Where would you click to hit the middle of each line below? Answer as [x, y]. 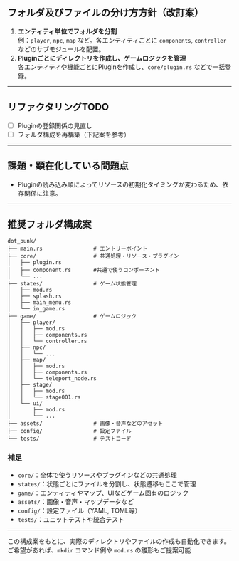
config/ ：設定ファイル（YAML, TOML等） [79, 510]
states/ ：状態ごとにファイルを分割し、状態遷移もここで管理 [107, 483]
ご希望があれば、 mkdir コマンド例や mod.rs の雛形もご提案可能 [99, 550]
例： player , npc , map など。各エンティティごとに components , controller [122, 40]
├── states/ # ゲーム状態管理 [72, 284]
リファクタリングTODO [58, 107]
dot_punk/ [22, 241]
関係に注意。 [43, 193]
